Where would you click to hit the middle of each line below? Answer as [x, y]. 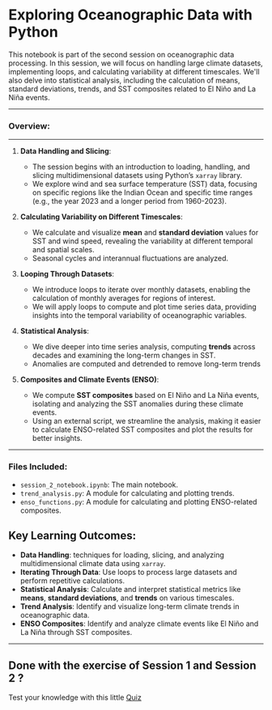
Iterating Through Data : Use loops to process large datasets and [128, 573]
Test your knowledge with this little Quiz [75, 698]
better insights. [57, 438]
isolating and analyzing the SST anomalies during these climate [138, 404]
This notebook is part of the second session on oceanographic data [121, 54]
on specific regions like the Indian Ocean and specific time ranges [142, 192]
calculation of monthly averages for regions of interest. [124, 298]
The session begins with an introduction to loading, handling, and [141, 167]
